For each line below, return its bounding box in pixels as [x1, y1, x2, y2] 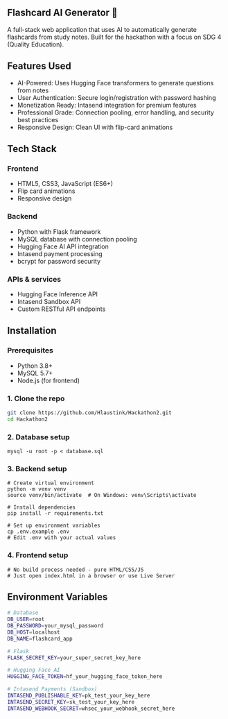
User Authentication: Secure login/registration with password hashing [17, 93, 216, 101]
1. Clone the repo [7, 394, 65, 403]
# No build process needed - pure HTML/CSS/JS [7, 566, 144, 573]
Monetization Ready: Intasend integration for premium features [17, 101, 197, 109]
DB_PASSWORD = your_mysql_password [7, 623, 104, 629]
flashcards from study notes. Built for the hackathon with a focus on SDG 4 [7, 33, 222, 41]
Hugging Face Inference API [17, 289, 98, 298]
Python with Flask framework [17, 227, 101, 236]
